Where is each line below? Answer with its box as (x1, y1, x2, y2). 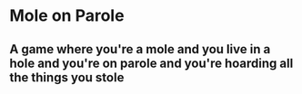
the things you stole (9, 70, 125, 85)
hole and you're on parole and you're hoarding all (9, 55, 294, 70)
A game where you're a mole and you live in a (9, 42, 271, 57)
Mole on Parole (9, 5, 125, 26)
